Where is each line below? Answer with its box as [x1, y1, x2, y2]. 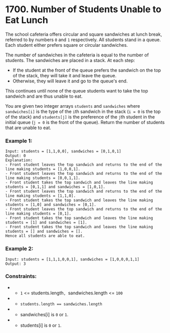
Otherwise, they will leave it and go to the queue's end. [12, 78, 128, 84]
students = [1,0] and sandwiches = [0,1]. [5, 202, 96, 207]
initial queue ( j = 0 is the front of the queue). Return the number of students [5, 119, 165, 125]
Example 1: [5, 137, 32, 144]
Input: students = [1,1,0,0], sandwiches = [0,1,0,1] [5, 149, 122, 154]
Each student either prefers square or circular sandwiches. [5, 42, 128, 48]
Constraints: [5, 273, 37, 280]
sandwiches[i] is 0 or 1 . [20, 311, 69, 317]
